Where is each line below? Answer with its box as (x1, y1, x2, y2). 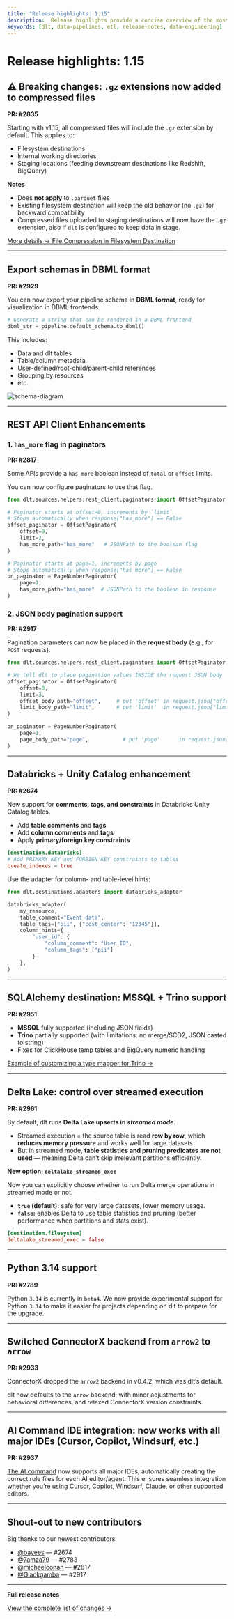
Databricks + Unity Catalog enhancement (7, 768, 192, 780)
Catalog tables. (7, 807, 51, 816)
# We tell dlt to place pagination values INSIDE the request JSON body (7, 672, 223, 679)
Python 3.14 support (7, 1262, 97, 1274)
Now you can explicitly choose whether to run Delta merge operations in (7, 1181, 215, 1189)
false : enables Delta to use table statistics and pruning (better (17, 1209, 196, 1218)
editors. (7, 1489, 29, 1498)
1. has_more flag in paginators (7, 440, 107, 449)
